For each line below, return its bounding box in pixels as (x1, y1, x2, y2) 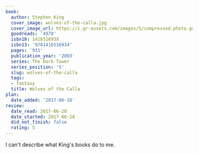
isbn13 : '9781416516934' (11, 42, 72, 48)
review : (5, 102, 25, 109)
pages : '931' (11, 48, 43, 54)
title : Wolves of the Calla (11, 86, 81, 92)
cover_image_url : (11, 25, 54, 32)
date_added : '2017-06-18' (11, 97, 75, 103)
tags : (11, 75, 25, 81)
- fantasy (11, 81, 35, 87)
